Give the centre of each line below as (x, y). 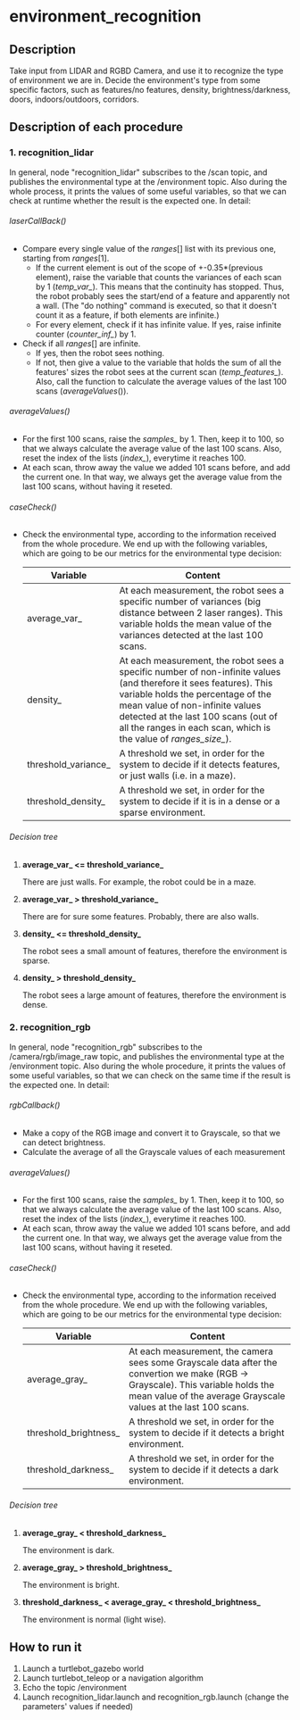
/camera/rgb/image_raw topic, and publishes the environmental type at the (147, 1056)
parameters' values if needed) (78, 1707)
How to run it (46, 1647)
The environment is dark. (68, 1550)
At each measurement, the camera (201, 1351)
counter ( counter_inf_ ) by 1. (86, 334)
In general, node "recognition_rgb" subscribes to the (106, 1047)
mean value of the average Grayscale (207, 1396)
